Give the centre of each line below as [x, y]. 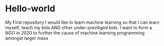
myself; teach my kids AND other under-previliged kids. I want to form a [79, 27]
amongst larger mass [27, 38]
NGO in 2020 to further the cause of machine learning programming [75, 33]
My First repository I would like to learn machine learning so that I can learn [82, 22]
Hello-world [30, 9]
